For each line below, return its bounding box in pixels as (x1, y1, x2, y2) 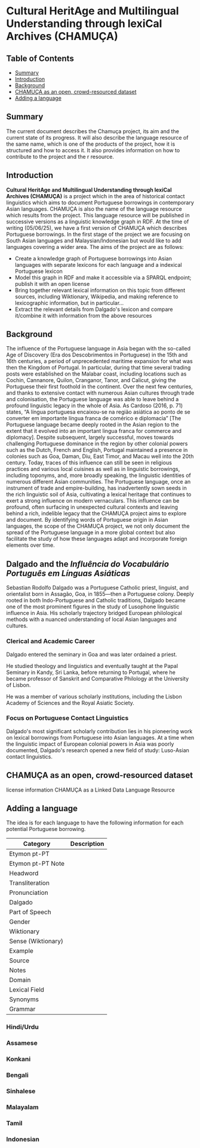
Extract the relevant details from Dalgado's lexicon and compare (14, 306, 173, 313)
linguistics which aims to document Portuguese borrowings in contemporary (6, 199, 194, 206)
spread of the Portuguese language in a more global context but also (6, 529, 176, 536)
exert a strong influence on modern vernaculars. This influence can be (6, 497, 180, 504)
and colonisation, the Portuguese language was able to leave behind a (6, 396, 179, 403)
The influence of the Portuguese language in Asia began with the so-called (6, 345, 191, 352)
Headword (9, 869, 39, 878)
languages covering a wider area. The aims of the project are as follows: (6, 243, 184, 250)
